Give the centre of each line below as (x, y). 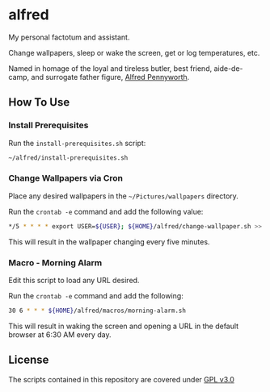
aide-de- (229, 68)
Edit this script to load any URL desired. (74, 280)
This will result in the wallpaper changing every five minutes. (109, 242)
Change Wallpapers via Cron (66, 178)
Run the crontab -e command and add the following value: (106, 211)
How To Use (39, 102)
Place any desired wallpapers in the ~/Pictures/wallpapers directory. (123, 196)
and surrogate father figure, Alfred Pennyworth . (110, 77)
